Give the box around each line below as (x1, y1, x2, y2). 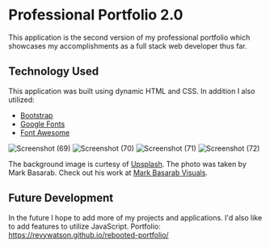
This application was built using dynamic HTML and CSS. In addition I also (8, 86, 255, 96)
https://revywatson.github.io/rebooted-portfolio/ (8, 229, 169, 240)
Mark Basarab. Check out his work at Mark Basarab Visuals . (8, 168, 209, 177)
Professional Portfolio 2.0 (8, 6, 184, 24)
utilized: (8, 95, 35, 105)
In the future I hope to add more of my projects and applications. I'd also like (8, 212, 263, 222)
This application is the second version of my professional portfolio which (8, 32, 251, 42)
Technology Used (8, 65, 99, 79)
